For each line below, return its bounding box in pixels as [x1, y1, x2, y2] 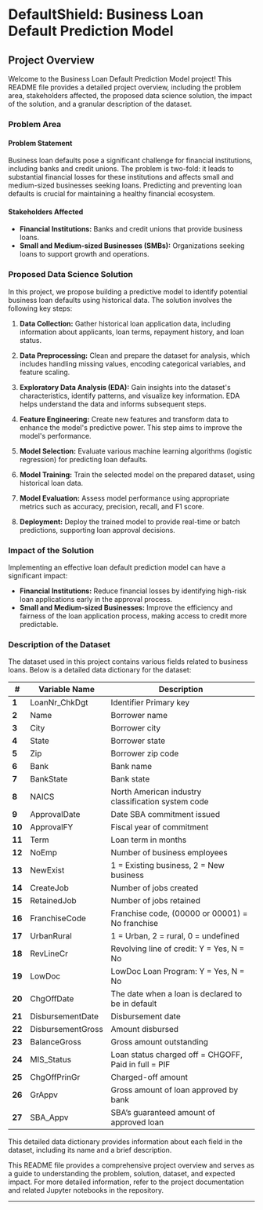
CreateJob [30, 883, 69, 894]
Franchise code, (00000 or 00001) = [110, 908, 248, 919]
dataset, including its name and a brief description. [8, 1146, 172, 1155]
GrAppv [30, 1089, 59, 1100]
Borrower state [110, 735, 166, 746]
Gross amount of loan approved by [110, 1084, 239, 1095]
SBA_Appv [30, 1112, 69, 1123]
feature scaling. [19, 367, 70, 377]
